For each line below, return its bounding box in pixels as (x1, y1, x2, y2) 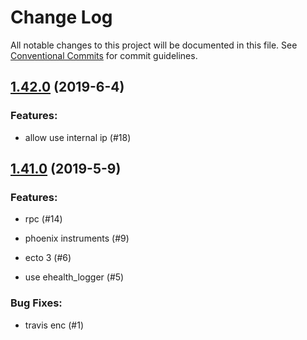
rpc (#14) (24, 213, 63, 225)
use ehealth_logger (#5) (24, 271, 125, 283)
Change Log (10, 6, 113, 29)
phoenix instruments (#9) (24, 232, 130, 245)
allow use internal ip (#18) (24, 131, 132, 143)
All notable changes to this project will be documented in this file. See (10, 39, 298, 51)
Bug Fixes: (10, 296, 63, 310)
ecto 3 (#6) (24, 252, 72, 264)
